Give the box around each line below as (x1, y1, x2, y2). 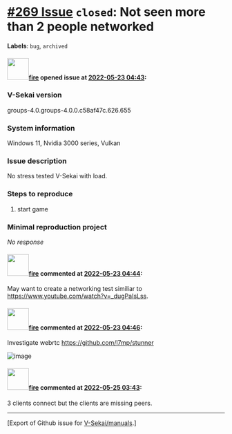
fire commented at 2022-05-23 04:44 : (28, 269, 143, 277)
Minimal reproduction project (7, 222, 107, 232)
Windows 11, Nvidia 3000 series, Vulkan (7, 139, 121, 147)
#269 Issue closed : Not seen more (7, 4, 206, 20)
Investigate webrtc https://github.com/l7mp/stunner (7, 339, 154, 347)
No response (7, 238, 44, 246)
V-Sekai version (7, 91, 62, 100)
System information (7, 123, 75, 133)
